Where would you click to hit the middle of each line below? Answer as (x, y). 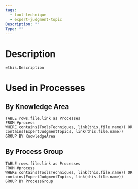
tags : (11, 10)
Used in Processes (45, 88)
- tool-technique (28, 15)
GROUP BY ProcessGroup (29, 181)
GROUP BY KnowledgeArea (30, 136)
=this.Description (25, 68)
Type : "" (14, 29)
